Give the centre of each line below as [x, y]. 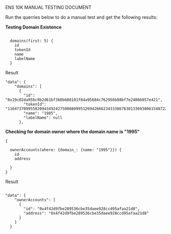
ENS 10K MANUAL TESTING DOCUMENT [48, 7]
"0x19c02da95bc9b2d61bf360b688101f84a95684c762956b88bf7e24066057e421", [84, 100]
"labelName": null [43, 118]
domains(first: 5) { [32, 41]
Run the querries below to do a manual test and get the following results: [81, 17]
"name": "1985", [41, 113]
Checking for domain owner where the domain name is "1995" [73, 132]
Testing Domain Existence [34, 27]
